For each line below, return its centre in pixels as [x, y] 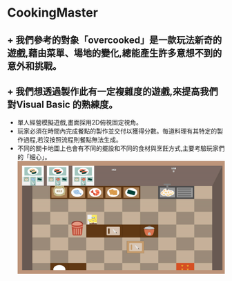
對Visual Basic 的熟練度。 [62, 104]
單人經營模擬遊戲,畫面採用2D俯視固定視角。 [80, 123]
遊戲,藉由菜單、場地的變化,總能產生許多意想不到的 [115, 53]
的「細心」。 [34, 157]
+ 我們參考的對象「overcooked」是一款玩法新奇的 [115, 40]
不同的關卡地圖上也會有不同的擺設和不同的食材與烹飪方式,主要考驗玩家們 [121, 148]
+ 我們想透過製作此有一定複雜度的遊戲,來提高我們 [113, 91]
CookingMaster [53, 13]
